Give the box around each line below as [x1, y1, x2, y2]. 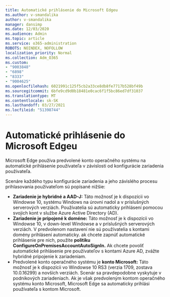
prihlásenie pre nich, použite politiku [12, 237, 91, 243]
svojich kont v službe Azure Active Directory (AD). [12, 209, 119, 216]
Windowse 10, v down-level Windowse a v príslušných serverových [12, 221, 155, 227]
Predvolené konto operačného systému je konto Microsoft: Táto [12, 259, 148, 265]
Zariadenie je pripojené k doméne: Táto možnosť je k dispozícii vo [12, 215, 154, 221]
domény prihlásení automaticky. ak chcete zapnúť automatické [12, 231, 145, 238]
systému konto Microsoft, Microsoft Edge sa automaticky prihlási [12, 280, 150, 287]
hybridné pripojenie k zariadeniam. [12, 253, 87, 259]
